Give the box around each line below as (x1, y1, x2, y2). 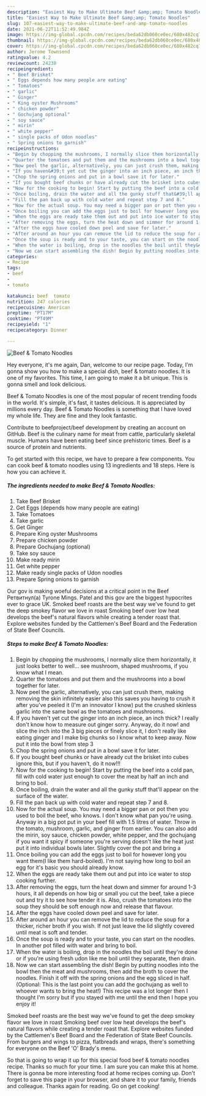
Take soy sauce (15, 549, 56, 557)
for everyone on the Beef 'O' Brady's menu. (7, 1044, 117, 1052)
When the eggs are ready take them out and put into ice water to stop (15, 870, 191, 878)
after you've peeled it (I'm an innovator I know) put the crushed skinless (15, 701, 197, 708)
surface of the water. (15, 792, 69, 799)
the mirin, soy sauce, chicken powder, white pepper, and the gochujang (15, 831, 196, 839)
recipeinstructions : (7, 145, 60, 152)
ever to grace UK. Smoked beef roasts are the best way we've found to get (7, 600, 196, 607)
